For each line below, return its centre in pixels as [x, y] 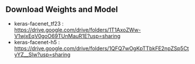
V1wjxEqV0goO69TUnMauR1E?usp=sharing [67, 36]
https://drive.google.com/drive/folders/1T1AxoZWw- [77, 30]
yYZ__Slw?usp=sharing [42, 54]
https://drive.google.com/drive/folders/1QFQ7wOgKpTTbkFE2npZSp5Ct [101, 48]
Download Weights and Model [62, 10]
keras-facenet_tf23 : [39, 23]
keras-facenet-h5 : [37, 42]
